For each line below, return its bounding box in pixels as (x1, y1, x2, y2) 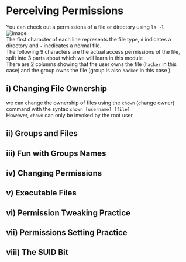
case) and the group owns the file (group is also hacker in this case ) (6, 67, 171, 74)
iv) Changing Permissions (6, 168, 102, 178)
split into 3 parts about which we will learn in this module (6, 54, 143, 61)
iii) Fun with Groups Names (6, 148, 106, 158)
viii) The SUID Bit (6, 247, 68, 257)
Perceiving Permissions (6, 4, 124, 18)
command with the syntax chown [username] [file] (6, 105, 130, 112)
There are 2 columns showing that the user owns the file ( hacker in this (6, 60, 177, 68)
